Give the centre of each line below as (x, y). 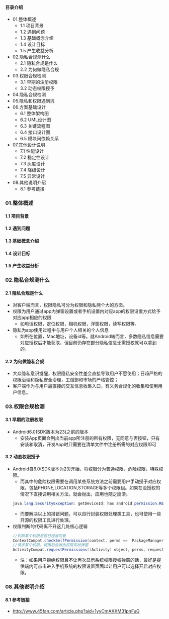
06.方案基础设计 (29, 107)
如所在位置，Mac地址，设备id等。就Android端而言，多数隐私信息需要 (92, 337)
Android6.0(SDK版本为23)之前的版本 (51, 432)
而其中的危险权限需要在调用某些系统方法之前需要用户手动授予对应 (88, 481)
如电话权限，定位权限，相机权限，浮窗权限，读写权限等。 (79, 324)
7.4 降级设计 (32, 170)
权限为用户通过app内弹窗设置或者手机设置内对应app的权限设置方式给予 (87, 312)
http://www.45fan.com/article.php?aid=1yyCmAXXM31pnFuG (76, 611)
